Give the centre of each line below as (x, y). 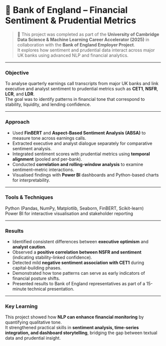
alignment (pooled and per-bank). (47, 159)
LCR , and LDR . (20, 94)
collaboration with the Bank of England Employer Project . (76, 44)
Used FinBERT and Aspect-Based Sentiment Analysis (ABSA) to (79, 132)
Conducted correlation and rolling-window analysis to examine (78, 164)
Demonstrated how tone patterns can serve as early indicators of (79, 273)
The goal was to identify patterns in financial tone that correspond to (75, 99)
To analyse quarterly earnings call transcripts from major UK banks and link (82, 84)
